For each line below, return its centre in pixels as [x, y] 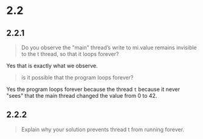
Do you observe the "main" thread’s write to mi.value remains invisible [109, 47]
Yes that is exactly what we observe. [52, 66]
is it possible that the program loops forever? [77, 77]
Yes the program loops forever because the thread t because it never [93, 89]
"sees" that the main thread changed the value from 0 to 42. [82, 96]
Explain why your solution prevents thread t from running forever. [102, 129]
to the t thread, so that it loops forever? [70, 54]
